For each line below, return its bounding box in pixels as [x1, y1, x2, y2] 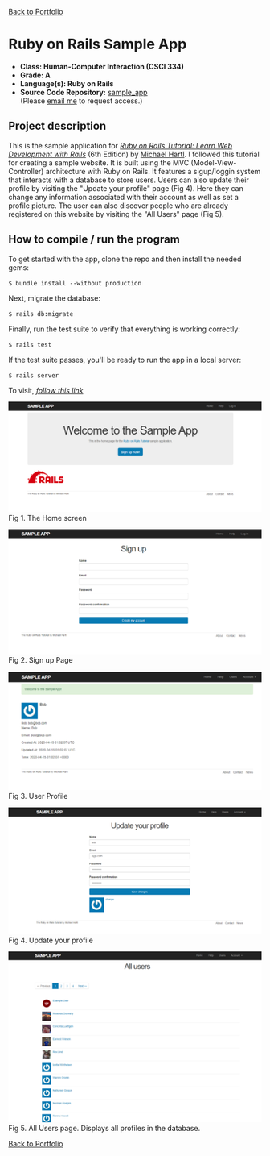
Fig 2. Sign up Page [8, 655, 74, 664]
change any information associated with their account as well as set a [8, 192, 239, 202]
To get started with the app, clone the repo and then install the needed [8, 254, 242, 264]
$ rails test [8, 340, 52, 349]
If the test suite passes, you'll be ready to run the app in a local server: [8, 355, 242, 364]
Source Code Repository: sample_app [19, 87, 148, 97]
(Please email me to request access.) [19, 96, 143, 106]
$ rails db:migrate [8, 310, 74, 318]
